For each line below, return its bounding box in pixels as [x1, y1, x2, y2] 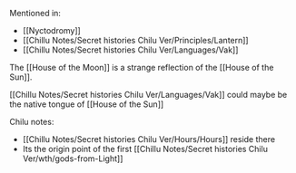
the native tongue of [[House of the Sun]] [9, 99, 164, 110]
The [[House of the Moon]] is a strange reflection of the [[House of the [9, 62, 274, 72]
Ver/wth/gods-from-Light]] [22, 153, 123, 164]
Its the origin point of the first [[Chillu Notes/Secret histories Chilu [22, 144, 268, 154]
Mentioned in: [9, 8, 62, 18]
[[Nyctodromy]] [22, 25, 82, 35]
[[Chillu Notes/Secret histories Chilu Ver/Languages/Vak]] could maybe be [9, 90, 288, 100]
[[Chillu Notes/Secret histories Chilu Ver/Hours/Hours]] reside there [22, 134, 275, 144]
